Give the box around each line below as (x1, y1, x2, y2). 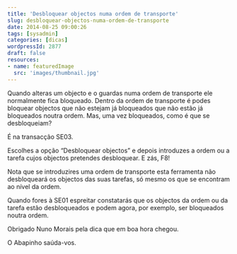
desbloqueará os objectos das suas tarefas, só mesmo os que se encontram (7, 174, 230, 183)
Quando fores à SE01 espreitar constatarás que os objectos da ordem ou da (7, 195, 229, 205)
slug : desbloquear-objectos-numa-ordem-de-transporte (7, 17, 170, 24)
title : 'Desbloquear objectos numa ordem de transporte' (7, 10, 179, 18)
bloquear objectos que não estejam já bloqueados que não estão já (7, 104, 204, 112)
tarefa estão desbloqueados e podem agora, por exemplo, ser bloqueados (7, 203, 224, 212)
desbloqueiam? (7, 119, 52, 127)
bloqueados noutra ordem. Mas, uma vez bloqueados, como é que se (7, 111, 210, 120)
